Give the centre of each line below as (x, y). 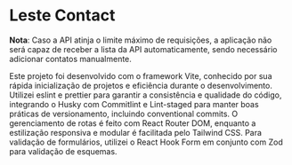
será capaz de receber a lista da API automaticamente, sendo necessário (143, 49)
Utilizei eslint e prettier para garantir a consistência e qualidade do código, (146, 95)
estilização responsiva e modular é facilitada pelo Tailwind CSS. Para (136, 132)
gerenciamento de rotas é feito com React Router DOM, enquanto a (133, 123)
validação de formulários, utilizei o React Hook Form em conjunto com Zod (146, 142)
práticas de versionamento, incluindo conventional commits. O (124, 114)
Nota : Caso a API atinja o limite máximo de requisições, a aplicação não (141, 40)
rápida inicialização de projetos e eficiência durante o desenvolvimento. (141, 85)
